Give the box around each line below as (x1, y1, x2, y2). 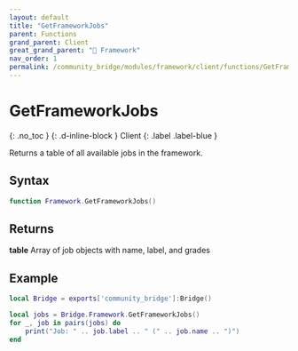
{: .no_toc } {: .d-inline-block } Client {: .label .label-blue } (9, 130, 218, 140)
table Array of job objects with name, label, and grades (9, 245, 211, 256)
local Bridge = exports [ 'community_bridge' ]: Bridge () (9, 294, 213, 303)
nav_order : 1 (9, 54, 58, 63)
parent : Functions (9, 29, 77, 38)
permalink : (9, 63, 50, 72)
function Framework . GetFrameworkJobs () (9, 196, 157, 205)
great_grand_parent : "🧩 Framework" (9, 46, 141, 55)
